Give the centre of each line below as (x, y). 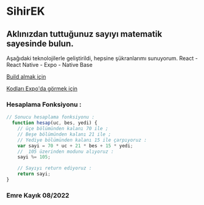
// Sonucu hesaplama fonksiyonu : (51, 117)
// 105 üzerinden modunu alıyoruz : (66, 152)
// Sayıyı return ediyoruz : (55, 168)
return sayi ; (34, 174)
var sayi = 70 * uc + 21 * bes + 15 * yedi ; (75, 145)
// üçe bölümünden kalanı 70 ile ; (63, 129)
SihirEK (25, 11)
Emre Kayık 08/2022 (38, 195)
